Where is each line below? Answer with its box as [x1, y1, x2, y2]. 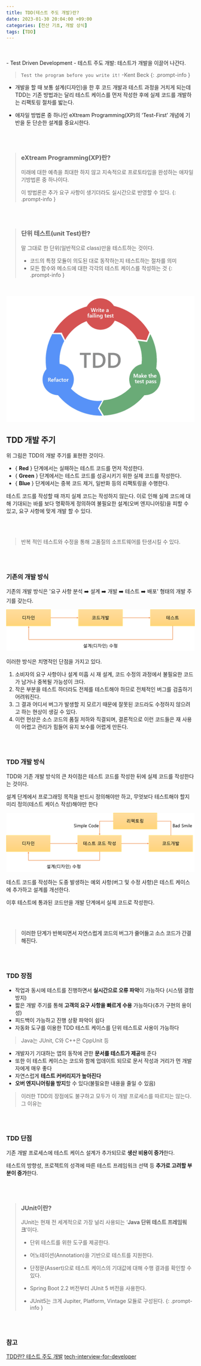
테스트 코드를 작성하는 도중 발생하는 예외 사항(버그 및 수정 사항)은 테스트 [6, 878, 175, 886]
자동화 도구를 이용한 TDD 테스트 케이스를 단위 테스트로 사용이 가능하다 [14, 1024, 179, 1031]
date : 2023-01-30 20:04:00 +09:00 [6, 16, 93, 22]
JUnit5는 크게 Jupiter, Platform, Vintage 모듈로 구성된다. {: [29, 1298, 170, 1305]
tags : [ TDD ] [6, 29, 36, 35]
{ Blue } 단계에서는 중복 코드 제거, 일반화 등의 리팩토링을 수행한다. [14, 480, 169, 487]
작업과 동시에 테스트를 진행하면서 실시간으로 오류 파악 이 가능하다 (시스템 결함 [14, 987, 194, 994]
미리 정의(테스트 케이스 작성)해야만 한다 [6, 800, 98, 808]
